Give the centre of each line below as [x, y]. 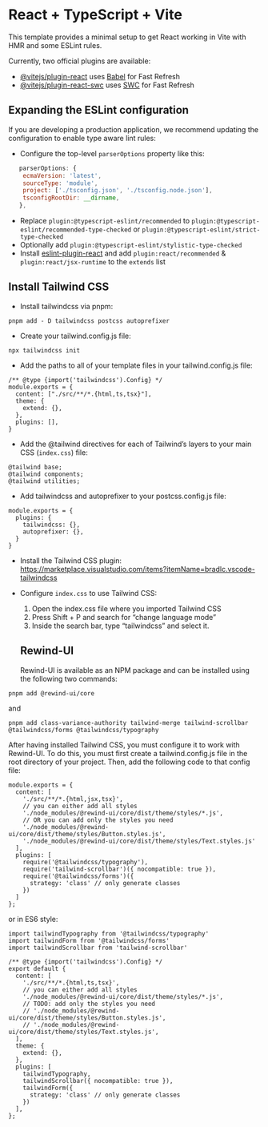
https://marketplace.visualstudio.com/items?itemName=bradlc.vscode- [138, 569]
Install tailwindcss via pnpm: [66, 306]
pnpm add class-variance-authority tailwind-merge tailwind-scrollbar [128, 722]
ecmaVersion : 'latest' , [62, 175]
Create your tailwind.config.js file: [75, 336]
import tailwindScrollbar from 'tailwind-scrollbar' [98, 948]
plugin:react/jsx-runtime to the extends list [93, 262]
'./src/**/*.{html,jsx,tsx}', [73, 799]
